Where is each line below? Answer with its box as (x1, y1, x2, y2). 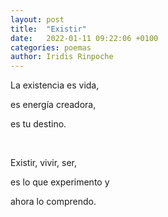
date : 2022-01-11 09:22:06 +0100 (10, 33, 159, 43)
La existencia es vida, (10, 79, 100, 91)
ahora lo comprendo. (10, 196, 97, 208)
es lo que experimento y (10, 176, 110, 188)
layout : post (10, 14, 65, 25)
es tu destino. (10, 118, 67, 130)
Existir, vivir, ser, (10, 157, 78, 169)
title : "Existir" (10, 24, 87, 34)
